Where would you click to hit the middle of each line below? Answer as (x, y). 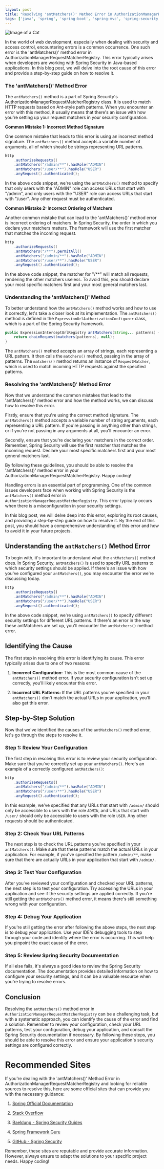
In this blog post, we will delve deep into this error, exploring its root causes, (82, 515)
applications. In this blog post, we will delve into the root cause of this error (81, 68)
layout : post (18, 10)
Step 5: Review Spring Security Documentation (62, 955)
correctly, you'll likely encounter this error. (55, 683)
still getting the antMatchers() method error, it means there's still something (81, 899)
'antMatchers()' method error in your (42, 470)
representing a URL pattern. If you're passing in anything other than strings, (81, 425)
